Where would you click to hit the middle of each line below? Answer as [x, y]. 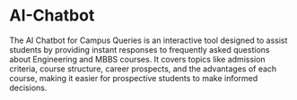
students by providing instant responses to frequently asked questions [140, 49]
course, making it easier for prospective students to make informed [134, 78]
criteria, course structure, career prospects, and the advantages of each [143, 69]
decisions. [28, 87]
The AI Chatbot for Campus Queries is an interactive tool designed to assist [148, 40]
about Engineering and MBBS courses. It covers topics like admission [138, 59]
